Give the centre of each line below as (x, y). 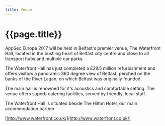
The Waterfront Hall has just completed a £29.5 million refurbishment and (80, 68)
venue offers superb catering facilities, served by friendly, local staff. (76, 94)
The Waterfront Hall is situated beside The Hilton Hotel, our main (71, 103)
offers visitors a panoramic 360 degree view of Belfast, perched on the (78, 73)
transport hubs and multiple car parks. (44, 59)
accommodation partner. (30, 108)
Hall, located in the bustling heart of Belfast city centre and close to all (77, 53)
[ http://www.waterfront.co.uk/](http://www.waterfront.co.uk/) (68, 118)
